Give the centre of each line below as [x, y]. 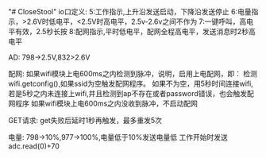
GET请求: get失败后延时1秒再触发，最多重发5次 [85, 120]
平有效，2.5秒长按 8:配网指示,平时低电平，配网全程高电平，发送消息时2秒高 [132, 31]
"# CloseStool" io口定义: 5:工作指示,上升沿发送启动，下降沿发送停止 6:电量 [130, 12]
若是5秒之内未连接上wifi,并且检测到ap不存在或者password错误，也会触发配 [131, 93]
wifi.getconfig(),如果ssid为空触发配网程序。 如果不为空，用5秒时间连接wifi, [131, 83]
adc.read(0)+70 [34, 146]
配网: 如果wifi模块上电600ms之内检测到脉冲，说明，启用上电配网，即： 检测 [133, 73]
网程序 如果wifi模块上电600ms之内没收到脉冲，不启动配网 [103, 103]
